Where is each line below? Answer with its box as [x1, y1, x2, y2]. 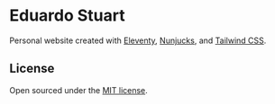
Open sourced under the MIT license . [9, 84, 149, 95]
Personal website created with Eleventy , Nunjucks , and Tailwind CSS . [9, 35, 267, 46]
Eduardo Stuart [9, 5, 125, 26]
